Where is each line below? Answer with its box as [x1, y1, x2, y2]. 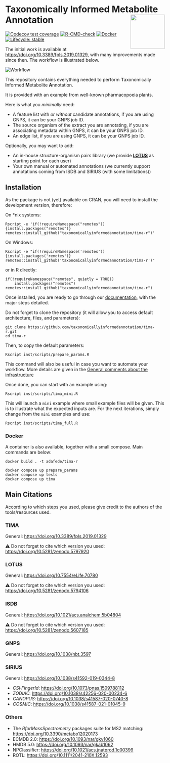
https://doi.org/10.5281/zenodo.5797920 [5, 549, 90, 555]
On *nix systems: [5, 211, 41, 218]
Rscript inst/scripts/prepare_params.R [5, 352, 90, 357]
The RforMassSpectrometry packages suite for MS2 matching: [12, 725, 144, 731]
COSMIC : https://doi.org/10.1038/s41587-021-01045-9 [12, 701, 125, 707]
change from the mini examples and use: [5, 411, 91, 417]
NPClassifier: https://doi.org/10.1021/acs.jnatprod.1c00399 [12, 747, 134, 753]
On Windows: [5, 239, 33, 245]
